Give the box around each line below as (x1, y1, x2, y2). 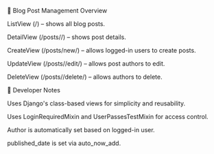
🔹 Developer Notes (7, 86, 60, 94)
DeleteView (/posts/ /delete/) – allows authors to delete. (7, 73, 163, 81)
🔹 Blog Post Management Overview (7, 7, 108, 14)
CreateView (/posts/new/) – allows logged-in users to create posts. (7, 47, 197, 54)
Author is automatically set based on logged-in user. (7, 126, 156, 133)
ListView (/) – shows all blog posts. (7, 20, 105, 27)
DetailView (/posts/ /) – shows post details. (7, 33, 127, 41)
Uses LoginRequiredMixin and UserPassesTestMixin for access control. (7, 113, 209, 120)
